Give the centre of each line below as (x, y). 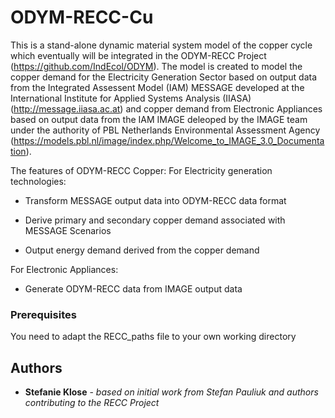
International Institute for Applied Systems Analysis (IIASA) (131, 98)
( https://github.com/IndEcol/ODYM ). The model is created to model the (156, 66)
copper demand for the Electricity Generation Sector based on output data (164, 77)
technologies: (38, 181)
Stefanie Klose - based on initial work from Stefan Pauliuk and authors (171, 392)
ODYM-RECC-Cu (82, 17)
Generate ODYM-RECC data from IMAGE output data (133, 288)
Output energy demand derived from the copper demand (142, 250)
